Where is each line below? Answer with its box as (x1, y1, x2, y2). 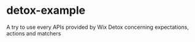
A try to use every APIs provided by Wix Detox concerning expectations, (6, 23, 189, 31)
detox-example (6, 4, 86, 17)
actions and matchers (6, 29, 61, 37)
